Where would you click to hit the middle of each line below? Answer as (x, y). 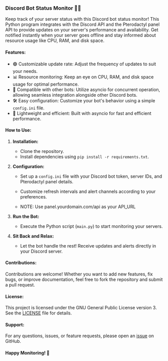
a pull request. (20, 285)
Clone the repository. (42, 151)
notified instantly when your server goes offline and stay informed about (81, 35)
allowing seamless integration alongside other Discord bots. (75, 95)
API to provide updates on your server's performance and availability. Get (82, 30)
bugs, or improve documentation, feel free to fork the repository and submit (84, 279)
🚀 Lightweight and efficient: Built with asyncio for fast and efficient (82, 113)
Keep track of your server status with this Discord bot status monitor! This (82, 19)
